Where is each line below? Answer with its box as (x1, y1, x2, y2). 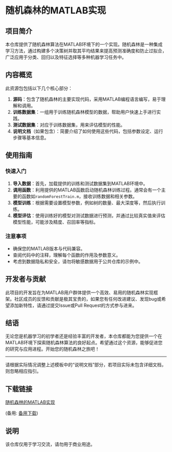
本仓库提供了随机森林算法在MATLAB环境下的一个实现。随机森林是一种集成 (5, 42, 163, 47)
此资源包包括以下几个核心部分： (5, 85, 73, 91)
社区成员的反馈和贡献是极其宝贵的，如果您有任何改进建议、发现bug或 (14, 296, 162, 302)
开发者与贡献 (5, 275, 46, 284)
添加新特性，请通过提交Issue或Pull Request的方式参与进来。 (9, 302, 137, 308)
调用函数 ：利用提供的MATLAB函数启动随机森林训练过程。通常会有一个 (12, 187, 161, 193)
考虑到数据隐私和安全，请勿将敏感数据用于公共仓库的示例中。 (12, 258, 143, 264)
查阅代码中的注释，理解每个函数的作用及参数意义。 (12, 252, 121, 258)
